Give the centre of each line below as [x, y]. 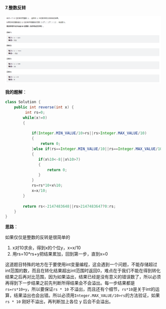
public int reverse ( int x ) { [44, 107]
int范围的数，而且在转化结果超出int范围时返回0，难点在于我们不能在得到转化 [83, 271]
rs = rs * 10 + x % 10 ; [47, 185]
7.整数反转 [16, 7]
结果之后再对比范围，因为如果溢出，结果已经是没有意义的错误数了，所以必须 [83, 277]
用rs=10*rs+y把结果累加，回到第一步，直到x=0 [60, 254]
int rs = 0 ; [35, 112]
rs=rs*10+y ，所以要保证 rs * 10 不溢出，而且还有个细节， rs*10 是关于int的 [80, 289]
